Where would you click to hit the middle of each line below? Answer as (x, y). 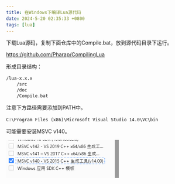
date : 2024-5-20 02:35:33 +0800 (45, 18)
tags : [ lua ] (20, 25)
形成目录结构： (24, 67)
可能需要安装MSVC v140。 (38, 131)
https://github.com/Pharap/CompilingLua (56, 54)
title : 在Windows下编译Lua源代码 (44, 12)
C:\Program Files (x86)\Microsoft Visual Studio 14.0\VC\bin (82, 120)
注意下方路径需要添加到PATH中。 (46, 108)
